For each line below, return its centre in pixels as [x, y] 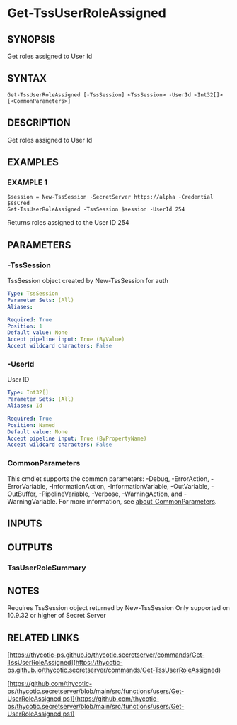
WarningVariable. [33, 501]
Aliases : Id [25, 406]
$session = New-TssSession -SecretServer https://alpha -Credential [110, 197]
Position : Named [31, 425]
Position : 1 [25, 326]
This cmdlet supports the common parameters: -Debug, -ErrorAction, [109, 478]
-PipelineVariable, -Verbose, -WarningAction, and [110, 494]
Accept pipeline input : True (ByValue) [66, 339]
